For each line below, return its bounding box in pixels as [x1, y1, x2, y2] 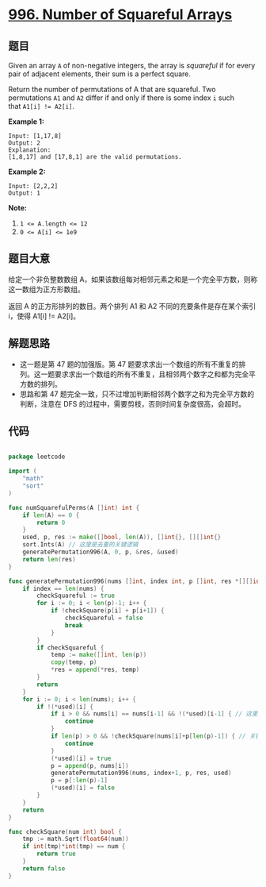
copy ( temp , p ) [50, 658, 97, 666]
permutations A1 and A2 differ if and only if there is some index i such [8, 93, 235, 102]
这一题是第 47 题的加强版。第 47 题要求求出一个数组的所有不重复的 [19, 359, 239, 368]
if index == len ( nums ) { [22, 584, 104, 592]
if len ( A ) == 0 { [22, 511, 80, 519]
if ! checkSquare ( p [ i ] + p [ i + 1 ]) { [50, 607, 165, 615]
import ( [8, 467, 37, 476]
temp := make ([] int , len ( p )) [50, 651, 147, 659]
